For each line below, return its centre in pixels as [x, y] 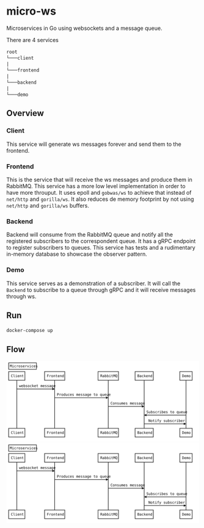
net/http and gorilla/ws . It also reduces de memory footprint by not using [100, 199]
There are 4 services [33, 40]
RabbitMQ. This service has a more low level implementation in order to [96, 186]
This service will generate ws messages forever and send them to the [94, 144]
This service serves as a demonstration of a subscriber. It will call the [93, 283]
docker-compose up [30, 331]
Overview [25, 113]
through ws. [21, 296]
